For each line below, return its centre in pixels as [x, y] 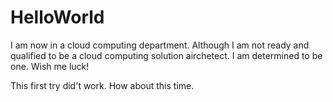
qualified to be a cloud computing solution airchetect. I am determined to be [166, 55]
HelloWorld [57, 17]
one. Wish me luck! [50, 66]
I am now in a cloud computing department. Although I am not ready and [160, 45]
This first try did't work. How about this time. [102, 85]
